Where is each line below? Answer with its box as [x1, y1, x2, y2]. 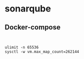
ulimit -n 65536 [5, 45, 39, 50]
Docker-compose [5, 23, 61, 31]
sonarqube [5, 3, 51, 14]
